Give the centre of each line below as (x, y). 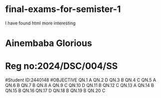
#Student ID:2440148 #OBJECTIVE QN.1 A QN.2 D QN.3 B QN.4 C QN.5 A (80, 80)
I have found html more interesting (40, 23)
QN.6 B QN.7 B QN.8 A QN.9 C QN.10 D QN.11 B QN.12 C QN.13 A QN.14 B (80, 85)
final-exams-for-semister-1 (63, 9)
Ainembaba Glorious (49, 43)
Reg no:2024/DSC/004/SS (62, 66)
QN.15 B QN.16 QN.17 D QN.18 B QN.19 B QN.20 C (55, 90)
